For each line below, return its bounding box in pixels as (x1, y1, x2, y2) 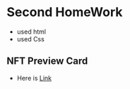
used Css (16, 34, 45, 43)
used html (16, 27, 47, 36)
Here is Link (16, 74, 52, 82)
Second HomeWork (6, 4, 123, 20)
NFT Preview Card (6, 55, 88, 67)
